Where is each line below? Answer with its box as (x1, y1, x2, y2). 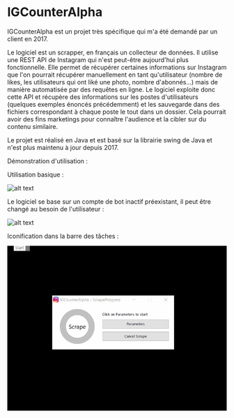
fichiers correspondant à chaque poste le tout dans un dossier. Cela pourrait (7, 107, 226, 116)
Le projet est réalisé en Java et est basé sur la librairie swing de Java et (7, 135, 212, 144)
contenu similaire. (7, 122, 58, 130)
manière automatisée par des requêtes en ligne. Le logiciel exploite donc (7, 85, 216, 94)
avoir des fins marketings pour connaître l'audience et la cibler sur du (7, 114, 207, 123)
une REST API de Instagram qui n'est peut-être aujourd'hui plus (7, 55, 189, 64)
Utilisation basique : (7, 170, 64, 179)
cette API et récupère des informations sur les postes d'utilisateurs (7, 92, 198, 101)
